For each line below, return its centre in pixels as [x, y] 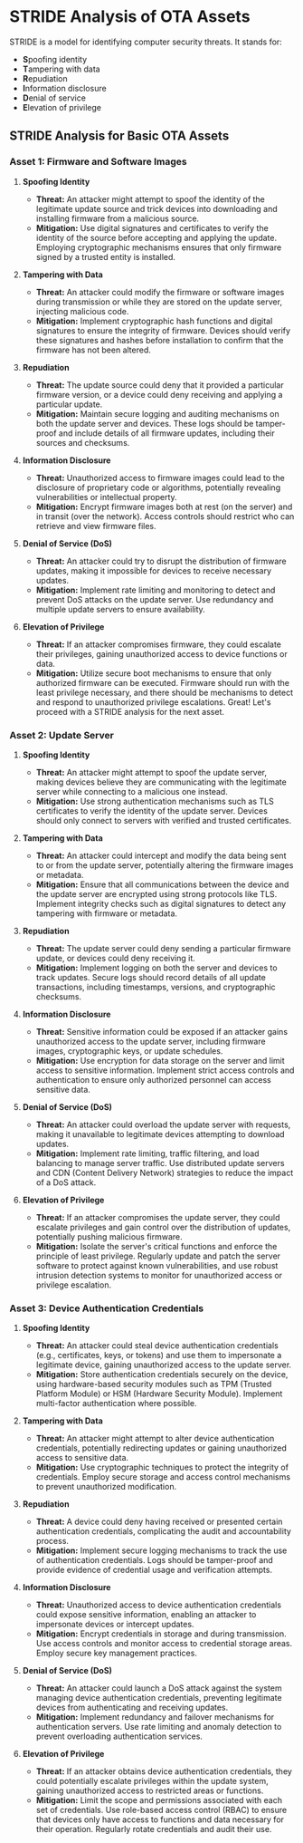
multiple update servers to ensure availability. [120, 609]
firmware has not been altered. [93, 350]
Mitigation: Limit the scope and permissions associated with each [159, 1800]
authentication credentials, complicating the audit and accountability [164, 1531]
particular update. [69, 404]
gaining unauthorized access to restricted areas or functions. [150, 1790]
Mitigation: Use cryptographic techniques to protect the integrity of [162, 1467]
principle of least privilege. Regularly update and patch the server [158, 1256]
